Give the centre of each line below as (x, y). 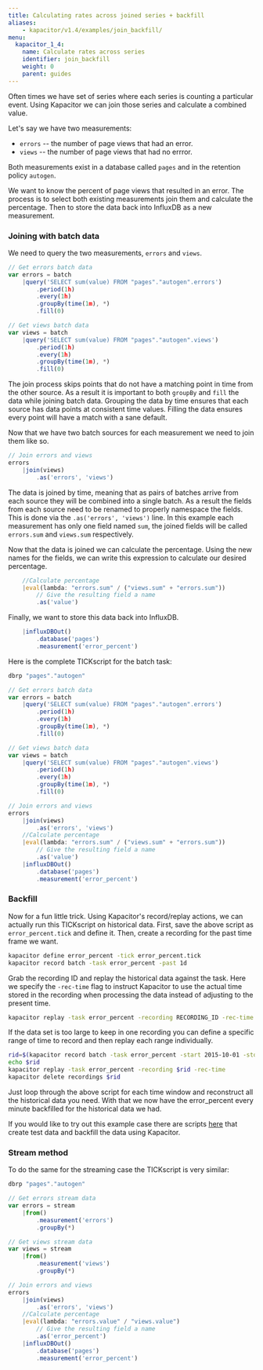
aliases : (22, 23)
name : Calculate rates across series (84, 52)
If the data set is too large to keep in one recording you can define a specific (131, 1032)
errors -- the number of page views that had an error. (106, 143)
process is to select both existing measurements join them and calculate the (131, 199)
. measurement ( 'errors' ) (75, 1220)
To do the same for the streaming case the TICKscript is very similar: (119, 1170)
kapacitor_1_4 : (40, 45)
